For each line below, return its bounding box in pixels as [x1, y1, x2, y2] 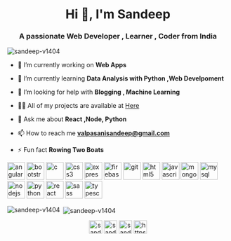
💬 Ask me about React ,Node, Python [17, 115, 127, 123]
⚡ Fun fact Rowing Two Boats [17, 146, 104, 154]
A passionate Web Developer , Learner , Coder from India [18, 32, 218, 41]
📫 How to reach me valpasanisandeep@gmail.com [17, 129, 170, 137]
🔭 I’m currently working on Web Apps [17, 61, 127, 69]
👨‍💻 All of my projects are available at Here [17, 102, 140, 110]
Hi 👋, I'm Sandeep [65, 6, 171, 22]
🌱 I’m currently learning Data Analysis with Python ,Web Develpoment [17, 74, 225, 83]
